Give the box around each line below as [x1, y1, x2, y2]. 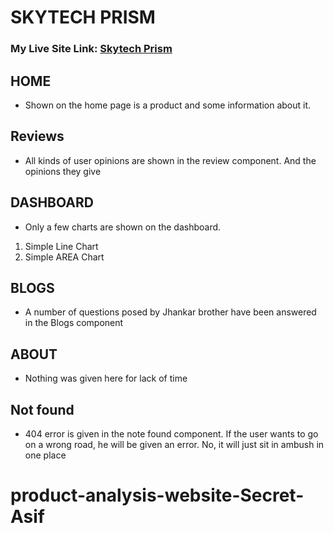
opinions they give [24, 165, 102, 177]
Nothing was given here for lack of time [24, 372, 188, 385]
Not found [10, 401, 75, 418]
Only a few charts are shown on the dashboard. [24, 221, 222, 233]
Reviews [10, 128, 65, 145]
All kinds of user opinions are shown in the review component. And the [24, 154, 317, 166]
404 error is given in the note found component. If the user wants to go [24, 427, 319, 440]
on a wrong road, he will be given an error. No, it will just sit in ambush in [24, 438, 325, 450]
